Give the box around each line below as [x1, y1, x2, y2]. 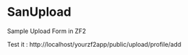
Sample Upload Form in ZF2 [7, 27, 86, 35]
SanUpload [7, 4, 72, 20]
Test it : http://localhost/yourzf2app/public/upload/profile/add [7, 40, 182, 48]
